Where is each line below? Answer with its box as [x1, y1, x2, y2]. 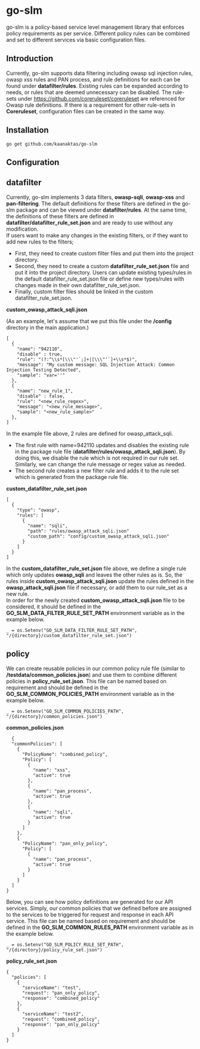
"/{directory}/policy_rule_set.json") [6, 946, 103, 953]
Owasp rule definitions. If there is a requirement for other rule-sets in [6, 101, 176, 108]
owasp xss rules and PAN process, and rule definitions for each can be [6, 76, 181, 83]
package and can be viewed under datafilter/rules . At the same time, [16, 206, 187, 213]
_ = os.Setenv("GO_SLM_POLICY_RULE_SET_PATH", [6, 942, 124, 948]
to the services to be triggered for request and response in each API [6, 911, 174, 918]
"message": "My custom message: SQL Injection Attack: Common [17, 361, 175, 367]
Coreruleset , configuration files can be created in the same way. [6, 107, 165, 114]
